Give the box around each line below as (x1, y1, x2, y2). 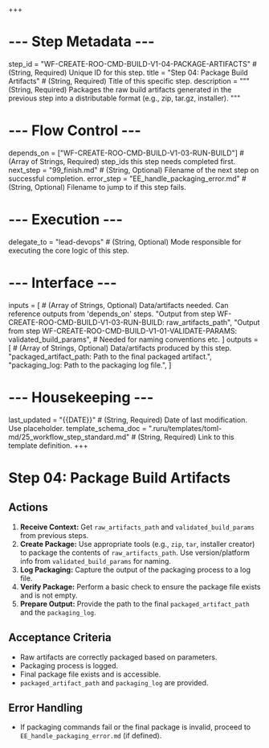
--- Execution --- (8, 211, 123, 229)
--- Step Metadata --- (8, 33, 155, 51)
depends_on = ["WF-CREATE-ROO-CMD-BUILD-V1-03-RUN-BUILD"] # (8, 148, 245, 158)
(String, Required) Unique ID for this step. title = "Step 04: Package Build (8, 68, 249, 77)
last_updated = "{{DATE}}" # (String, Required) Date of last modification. (8, 415, 247, 425)
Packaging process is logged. (19, 660, 119, 670)
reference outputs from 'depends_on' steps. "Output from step (8, 309, 216, 319)
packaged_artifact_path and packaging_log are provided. (19, 677, 209, 688)
